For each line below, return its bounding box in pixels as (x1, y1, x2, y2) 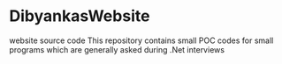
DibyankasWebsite (9, 6, 150, 26)
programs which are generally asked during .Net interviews (9, 44, 225, 54)
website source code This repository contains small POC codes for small (9, 35, 274, 46)
